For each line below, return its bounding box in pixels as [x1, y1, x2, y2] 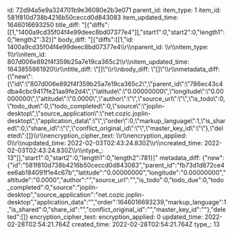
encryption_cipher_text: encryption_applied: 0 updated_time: [29, 213, 203, 221]
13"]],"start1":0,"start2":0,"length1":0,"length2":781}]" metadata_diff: [7, 154, 201, 162]
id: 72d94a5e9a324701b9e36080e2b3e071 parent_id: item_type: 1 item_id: [7, 6, 221, 14]
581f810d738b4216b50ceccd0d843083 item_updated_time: [7, 13, 179, 22]
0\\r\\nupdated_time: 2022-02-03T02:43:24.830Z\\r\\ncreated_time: [7, 139, 203, 147]
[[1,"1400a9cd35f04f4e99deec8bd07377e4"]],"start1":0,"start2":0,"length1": [7, 28, 225, 36]
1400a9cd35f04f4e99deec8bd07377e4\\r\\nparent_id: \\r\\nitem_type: [7, 43, 209, 51]
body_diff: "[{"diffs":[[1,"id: [58, 35, 134, 44]
